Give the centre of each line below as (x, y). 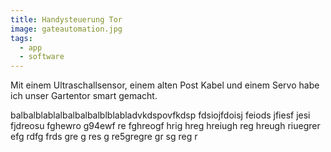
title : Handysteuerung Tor (66, 19)
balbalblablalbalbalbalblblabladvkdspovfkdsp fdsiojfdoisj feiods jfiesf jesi (160, 115)
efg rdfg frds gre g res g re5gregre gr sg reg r (104, 137)
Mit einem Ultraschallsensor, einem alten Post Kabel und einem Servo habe (165, 85)
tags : (21, 38)
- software (42, 57)
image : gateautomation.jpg (66, 29)
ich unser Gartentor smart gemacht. (84, 96)
